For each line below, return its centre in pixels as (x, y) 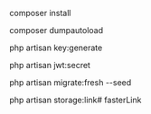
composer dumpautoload (57, 30)
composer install (40, 13)
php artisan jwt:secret (50, 65)
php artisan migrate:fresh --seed (71, 83)
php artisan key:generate (56, 48)
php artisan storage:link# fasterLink (75, 100)
